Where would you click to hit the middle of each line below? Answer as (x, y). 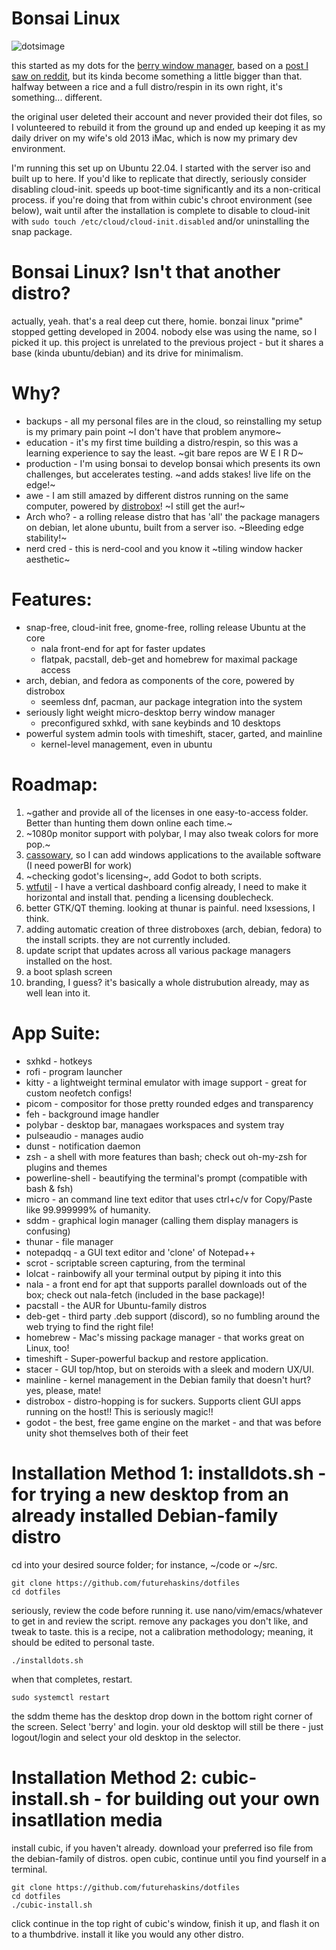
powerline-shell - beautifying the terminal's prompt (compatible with (166, 1178)
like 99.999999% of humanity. (88, 1209)
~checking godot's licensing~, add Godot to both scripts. (143, 876)
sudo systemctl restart (61, 1697)
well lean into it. (58, 993)
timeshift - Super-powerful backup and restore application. (147, 1358)
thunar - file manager (69, 1241)
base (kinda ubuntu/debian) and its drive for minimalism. (127, 353)
